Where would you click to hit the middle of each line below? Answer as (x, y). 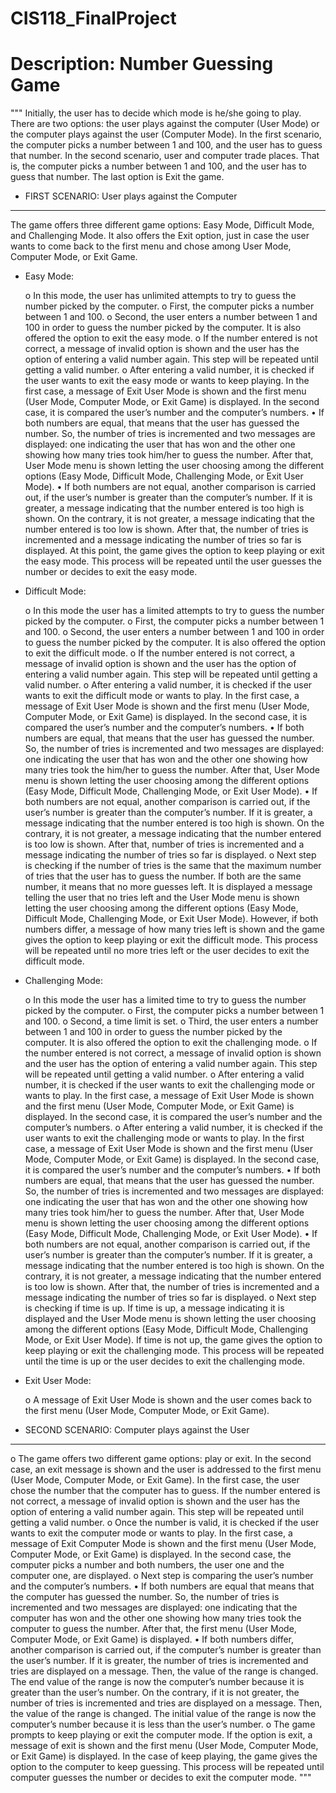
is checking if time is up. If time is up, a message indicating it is (154, 1308)
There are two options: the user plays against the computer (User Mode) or (165, 124)
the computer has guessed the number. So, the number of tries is (145, 1597)
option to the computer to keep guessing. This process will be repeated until (167, 1767)
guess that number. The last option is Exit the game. (117, 177)
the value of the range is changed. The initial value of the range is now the (163, 1714)
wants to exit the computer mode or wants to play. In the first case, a (151, 1533)
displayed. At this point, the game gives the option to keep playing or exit (174, 551)
